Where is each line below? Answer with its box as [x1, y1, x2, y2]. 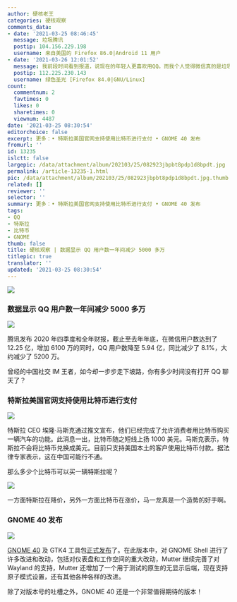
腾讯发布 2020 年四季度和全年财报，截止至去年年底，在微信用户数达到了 [7, 335, 218, 343]
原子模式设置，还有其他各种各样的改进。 [7, 572, 125, 581]
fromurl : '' [7, 142, 42, 149]
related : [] [7, 181, 42, 188]
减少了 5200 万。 [13, 352, 63, 361]
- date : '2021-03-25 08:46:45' [7, 30, 99, 37]
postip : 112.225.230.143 [13, 69, 87, 76]
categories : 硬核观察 [7, 17, 67, 24]
